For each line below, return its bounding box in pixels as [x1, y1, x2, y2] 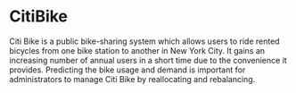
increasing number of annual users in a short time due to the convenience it [9, 55, 287, 65]
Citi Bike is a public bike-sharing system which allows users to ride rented [9, 36, 280, 46]
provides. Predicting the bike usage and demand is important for [9, 64, 246, 75]
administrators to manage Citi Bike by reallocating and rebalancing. [9, 73, 256, 84]
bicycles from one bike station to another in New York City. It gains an [9, 45, 266, 55]
